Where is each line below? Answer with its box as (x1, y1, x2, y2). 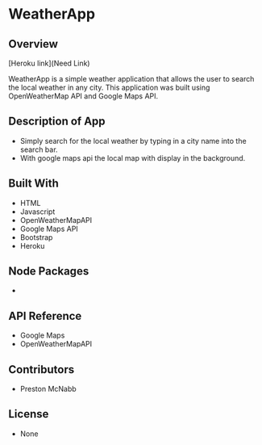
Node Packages (8, 264, 89, 279)
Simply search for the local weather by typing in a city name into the (19, 136, 247, 145)
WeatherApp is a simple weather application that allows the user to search (8, 74, 255, 83)
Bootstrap (19, 232, 53, 242)
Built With (8, 177, 59, 191)
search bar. (19, 145, 58, 154)
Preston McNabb (19, 384, 77, 394)
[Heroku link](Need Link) (8, 58, 90, 68)
